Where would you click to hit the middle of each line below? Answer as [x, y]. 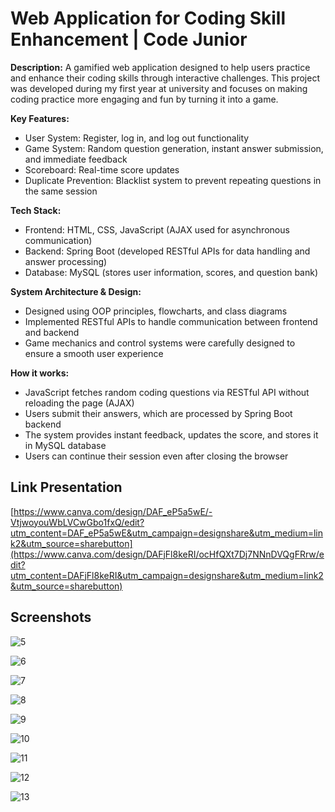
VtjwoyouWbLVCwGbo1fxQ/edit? [77, 522]
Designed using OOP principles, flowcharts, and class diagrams [156, 311]
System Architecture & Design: [76, 291]
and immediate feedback [76, 159]
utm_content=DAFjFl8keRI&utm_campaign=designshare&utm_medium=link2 [167, 575]
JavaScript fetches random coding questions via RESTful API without [167, 392]
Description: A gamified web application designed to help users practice [160, 67]
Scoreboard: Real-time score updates [102, 169]
